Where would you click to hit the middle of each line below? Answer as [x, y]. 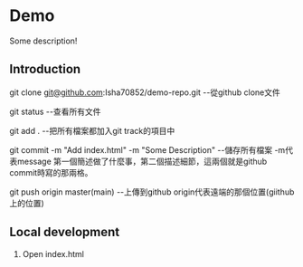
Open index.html [53, 253]
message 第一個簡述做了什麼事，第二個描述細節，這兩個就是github [142, 161]
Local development [65, 232]
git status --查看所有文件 [55, 111]
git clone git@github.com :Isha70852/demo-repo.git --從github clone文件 [145, 92]
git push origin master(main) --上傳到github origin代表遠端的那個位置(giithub [152, 192]
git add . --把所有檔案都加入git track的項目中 [92, 130]
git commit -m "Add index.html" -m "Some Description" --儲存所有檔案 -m [147, 149]
